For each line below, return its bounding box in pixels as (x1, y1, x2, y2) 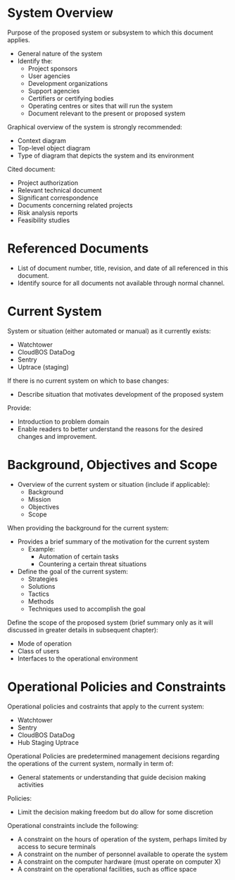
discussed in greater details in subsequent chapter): (7, 625, 158, 634)
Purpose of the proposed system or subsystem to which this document (7, 28, 213, 37)
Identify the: (17, 56, 53, 65)
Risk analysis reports (17, 208, 79, 217)
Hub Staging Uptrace (17, 738, 80, 746)
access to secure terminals (17, 842, 96, 850)
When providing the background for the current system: (7, 523, 169, 532)
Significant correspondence (17, 193, 99, 202)
